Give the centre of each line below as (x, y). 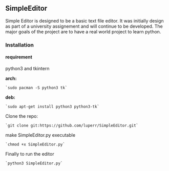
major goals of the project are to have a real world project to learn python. (83, 31)
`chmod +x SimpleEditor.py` (35, 144)
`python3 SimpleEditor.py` (34, 163)
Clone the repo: (22, 116)
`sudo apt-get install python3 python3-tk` (52, 106)
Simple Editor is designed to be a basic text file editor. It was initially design (84, 20)
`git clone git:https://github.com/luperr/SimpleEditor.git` (72, 125)
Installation (20, 45)
